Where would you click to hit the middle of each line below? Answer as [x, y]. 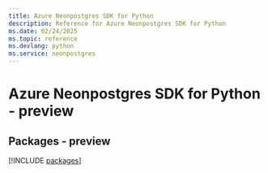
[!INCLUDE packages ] [45, 160]
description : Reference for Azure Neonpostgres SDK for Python [117, 24]
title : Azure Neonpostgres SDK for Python [81, 16]
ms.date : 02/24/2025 [43, 31]
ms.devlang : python [41, 46]
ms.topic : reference [43, 39]
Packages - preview [60, 141]
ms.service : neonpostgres [52, 54]
